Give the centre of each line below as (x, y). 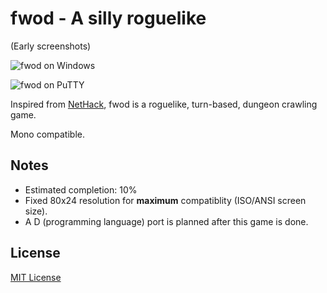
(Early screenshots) (51, 46)
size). (36, 211)
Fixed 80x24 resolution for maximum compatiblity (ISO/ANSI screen (165, 200)
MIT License (36, 277)
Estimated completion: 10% (81, 189)
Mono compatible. (47, 134)
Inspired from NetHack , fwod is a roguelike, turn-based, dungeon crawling (164, 104)
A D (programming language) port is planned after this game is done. (166, 221)
